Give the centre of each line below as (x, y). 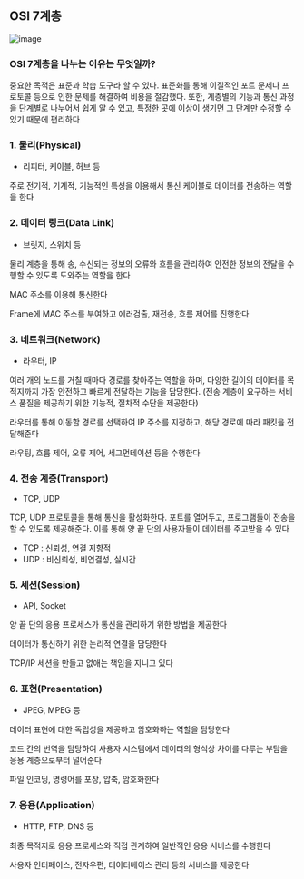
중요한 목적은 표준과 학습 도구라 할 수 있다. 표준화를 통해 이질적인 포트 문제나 (145, 85)
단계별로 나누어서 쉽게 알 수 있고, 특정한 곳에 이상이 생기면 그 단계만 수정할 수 (155, 108)
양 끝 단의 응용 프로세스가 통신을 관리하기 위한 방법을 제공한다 (118, 624)
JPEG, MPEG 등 (51, 709)
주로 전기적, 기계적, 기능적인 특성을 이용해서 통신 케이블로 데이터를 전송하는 (142, 186)
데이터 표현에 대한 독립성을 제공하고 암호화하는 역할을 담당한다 (120, 729)
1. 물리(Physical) (45, 145)
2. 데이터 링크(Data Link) (62, 223)
